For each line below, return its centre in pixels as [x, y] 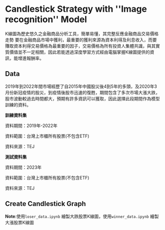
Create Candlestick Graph [45, 204]
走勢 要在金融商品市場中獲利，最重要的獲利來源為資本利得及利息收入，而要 [81, 40]
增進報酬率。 [31, 58]
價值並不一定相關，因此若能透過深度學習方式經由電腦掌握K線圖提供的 [80, 52]
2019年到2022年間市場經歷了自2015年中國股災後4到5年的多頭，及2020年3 [81, 86]
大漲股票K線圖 [20, 222]
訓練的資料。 [18, 104]
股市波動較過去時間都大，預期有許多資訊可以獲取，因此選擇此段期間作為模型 [82, 99]
